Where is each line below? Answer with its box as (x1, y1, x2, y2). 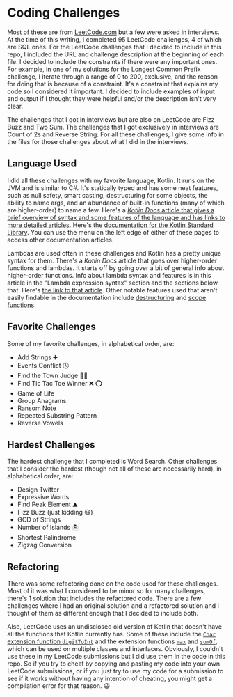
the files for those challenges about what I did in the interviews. (7, 137, 189, 146)
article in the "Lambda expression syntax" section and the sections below (7, 279, 218, 287)
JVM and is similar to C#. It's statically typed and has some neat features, (7, 183, 218, 192)
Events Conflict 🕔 (17, 361, 70, 370)
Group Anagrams (17, 396, 67, 405)
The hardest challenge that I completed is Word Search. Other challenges (7, 457, 218, 466)
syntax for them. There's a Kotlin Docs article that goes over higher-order (7, 256, 218, 265)
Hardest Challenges (7, 439, 95, 451)
